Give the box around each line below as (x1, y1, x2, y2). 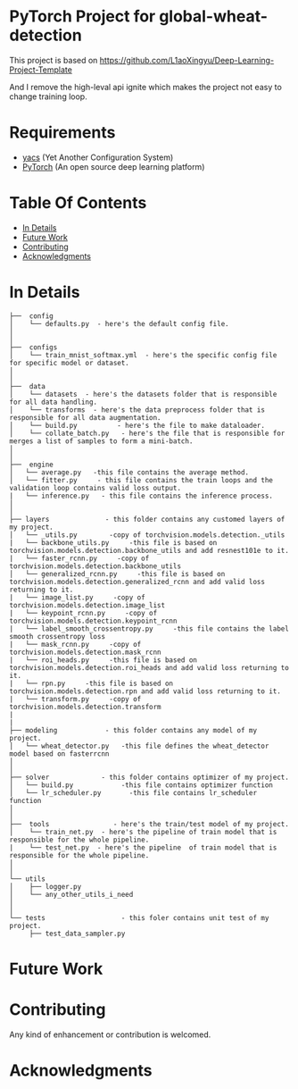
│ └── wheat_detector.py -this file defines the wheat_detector (9, 741, 269, 750)
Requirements (9, 122, 116, 143)
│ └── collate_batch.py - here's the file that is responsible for (9, 429, 286, 438)
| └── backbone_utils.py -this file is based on (9, 538, 218, 547)
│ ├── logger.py (9, 882, 82, 891)
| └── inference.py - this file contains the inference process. (9, 491, 274, 500)
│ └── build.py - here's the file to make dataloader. (9, 421, 266, 430)
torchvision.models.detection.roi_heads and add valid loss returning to (9, 663, 290, 672)
